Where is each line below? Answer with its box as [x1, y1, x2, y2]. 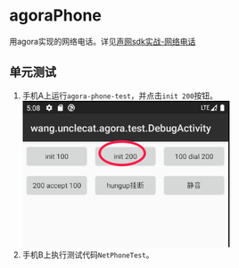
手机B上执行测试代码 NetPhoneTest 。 [21, 249, 154, 260]
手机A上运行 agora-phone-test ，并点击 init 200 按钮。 [21, 90, 218, 101]
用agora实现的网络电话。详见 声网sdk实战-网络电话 [9, 36, 196, 46]
